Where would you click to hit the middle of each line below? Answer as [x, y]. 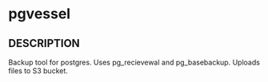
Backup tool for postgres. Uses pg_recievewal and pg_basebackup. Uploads [134, 62]
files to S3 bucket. [38, 71]
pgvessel [39, 14]
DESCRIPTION [44, 43]
